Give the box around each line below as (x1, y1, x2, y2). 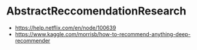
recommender (14, 37, 51, 44)
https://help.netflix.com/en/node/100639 (14, 24, 116, 31)
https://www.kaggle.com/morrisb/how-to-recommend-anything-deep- (14, 30, 191, 37)
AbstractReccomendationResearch (6, 4, 187, 18)
